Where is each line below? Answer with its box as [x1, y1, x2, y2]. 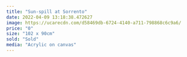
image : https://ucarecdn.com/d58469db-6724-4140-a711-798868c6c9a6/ [6, 20, 182, 26]
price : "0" [6, 25, 34, 31]
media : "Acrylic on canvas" [6, 42, 77, 48]
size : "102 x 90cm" [6, 31, 55, 37]
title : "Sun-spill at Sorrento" [6, 8, 87, 15]
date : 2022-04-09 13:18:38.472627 [6, 14, 93, 20]
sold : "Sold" [6, 36, 39, 42]
